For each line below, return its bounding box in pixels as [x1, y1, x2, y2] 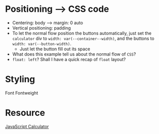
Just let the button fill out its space [19, 46, 90, 52]
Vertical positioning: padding [12, 25, 71, 31]
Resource [5, 107, 45, 119]
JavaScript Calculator [5, 123, 49, 129]
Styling [5, 74, 36, 85]
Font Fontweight [5, 90, 39, 96]
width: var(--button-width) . [12, 40, 72, 46]
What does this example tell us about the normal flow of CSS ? [12, 51, 136, 57]
